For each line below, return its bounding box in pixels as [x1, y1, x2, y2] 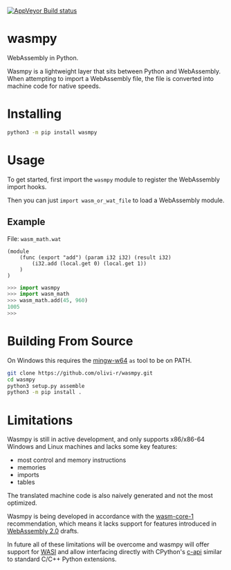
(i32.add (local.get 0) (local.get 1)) [32, 260, 147, 267]
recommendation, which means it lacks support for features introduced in [7, 519, 216, 528]
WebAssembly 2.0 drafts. [7, 527, 80, 535]
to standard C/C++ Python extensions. [7, 555, 117, 564]
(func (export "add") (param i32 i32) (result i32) [19, 253, 172, 261]
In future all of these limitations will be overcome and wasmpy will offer [7, 540, 210, 549]
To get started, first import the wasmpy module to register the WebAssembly [7, 175, 220, 184]
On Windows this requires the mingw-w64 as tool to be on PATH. [7, 356, 192, 364]
